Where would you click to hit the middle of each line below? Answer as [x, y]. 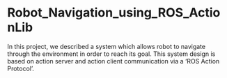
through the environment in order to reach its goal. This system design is [111, 54]
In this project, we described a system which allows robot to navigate [107, 46]
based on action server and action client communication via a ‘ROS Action [113, 61]
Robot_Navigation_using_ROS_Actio [114, 13]
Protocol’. [21, 68]
